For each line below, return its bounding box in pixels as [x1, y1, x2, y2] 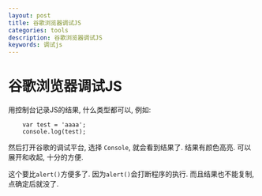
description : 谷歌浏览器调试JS [8, 33, 103, 42]
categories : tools [8, 26, 69, 34]
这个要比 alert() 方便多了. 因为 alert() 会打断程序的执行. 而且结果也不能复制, [8, 169, 255, 179]
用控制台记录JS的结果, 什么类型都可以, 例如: [8, 105, 152, 115]
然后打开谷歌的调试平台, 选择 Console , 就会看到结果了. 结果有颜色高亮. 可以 [8, 143, 251, 153]
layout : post [8, 11, 51, 20]
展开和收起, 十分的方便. [8, 153, 84, 162]
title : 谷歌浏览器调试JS [8, 19, 81, 27]
